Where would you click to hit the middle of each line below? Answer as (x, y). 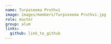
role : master (19, 19)
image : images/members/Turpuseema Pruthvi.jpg (56, 15)
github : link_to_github (35, 33)
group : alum (18, 24)
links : (12, 29)
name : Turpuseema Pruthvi (33, 10)
